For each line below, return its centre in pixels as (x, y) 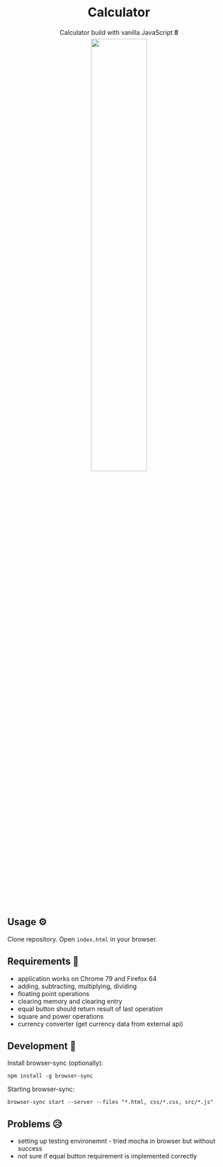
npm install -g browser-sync (50, 1076)
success (30, 1149)
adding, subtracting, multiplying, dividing (77, 986)
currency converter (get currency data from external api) (101, 1024)
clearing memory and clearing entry (70, 1001)
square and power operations (61, 1016)
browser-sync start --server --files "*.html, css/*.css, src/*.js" (110, 1102)
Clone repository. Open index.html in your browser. (82, 939)
